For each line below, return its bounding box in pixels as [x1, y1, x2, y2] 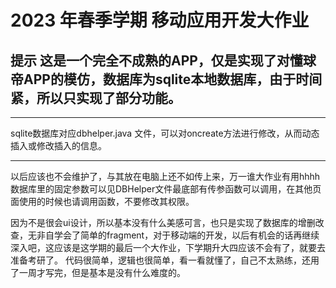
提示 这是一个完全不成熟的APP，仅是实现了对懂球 [10, 52, 317, 69]
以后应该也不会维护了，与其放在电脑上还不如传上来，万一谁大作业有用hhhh [10, 171, 321, 182]
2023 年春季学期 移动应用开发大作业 [10, 9, 310, 32]
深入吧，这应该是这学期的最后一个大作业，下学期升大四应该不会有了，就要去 [10, 242, 326, 253]
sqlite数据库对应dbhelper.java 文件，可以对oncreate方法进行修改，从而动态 [10, 127, 320, 139]
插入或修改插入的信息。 [10, 140, 107, 151]
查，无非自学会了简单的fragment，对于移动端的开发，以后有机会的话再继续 [10, 229, 320, 241]
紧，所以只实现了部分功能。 [10, 89, 182, 106]
